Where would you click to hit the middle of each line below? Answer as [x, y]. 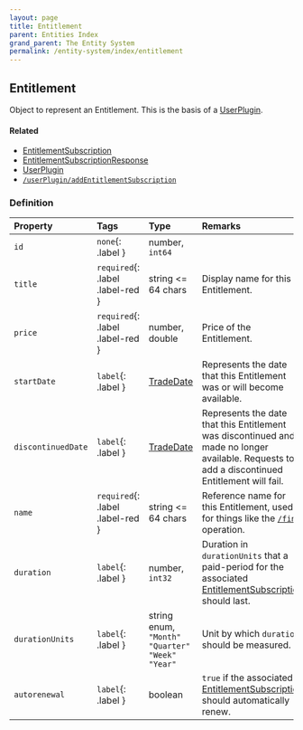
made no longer [235, 447]
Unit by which [231, 634]
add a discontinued [243, 469]
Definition [32, 203]
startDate [35, 382]
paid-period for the [243, 567]
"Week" [163, 655]
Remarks [221, 226]
